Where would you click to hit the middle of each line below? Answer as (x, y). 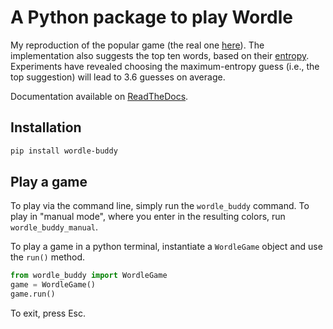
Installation (46, 127)
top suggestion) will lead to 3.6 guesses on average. (118, 77)
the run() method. (47, 257)
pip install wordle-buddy (64, 151)
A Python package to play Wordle (151, 17)
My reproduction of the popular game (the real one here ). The (137, 45)
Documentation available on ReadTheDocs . (99, 96)
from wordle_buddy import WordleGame (89, 276)
